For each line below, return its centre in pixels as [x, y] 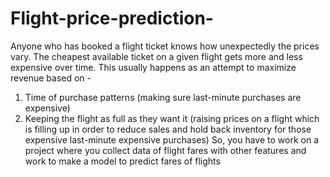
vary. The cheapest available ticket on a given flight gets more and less [156, 56]
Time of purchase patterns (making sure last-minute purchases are [163, 97]
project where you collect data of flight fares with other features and [165, 150]
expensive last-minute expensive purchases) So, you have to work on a [172, 139]
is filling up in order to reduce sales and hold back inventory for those [168, 129]
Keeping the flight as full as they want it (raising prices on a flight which [172, 118]
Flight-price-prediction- [112, 18]
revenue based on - [51, 78]
